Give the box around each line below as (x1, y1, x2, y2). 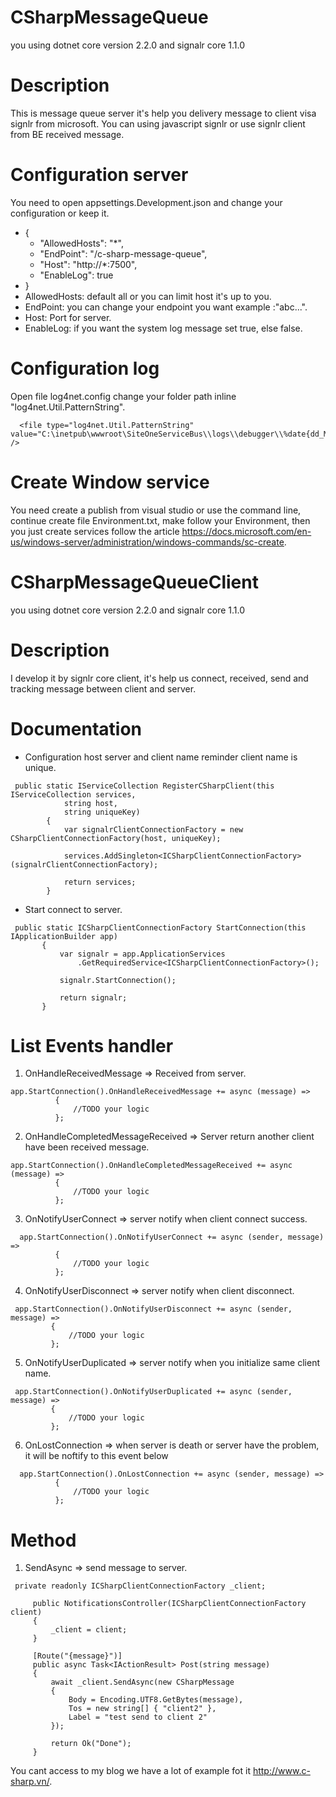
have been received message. (24, 1141, 150, 1153)
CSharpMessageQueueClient (10, 571, 259, 593)
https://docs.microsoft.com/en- (181, 525, 312, 537)
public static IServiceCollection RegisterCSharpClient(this (14, 781, 275, 791)
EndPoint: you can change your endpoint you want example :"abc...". (24, 301, 308, 313)
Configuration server (10, 164, 189, 186)
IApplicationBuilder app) (10, 931, 118, 941)
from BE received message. (10, 128, 125, 140)
